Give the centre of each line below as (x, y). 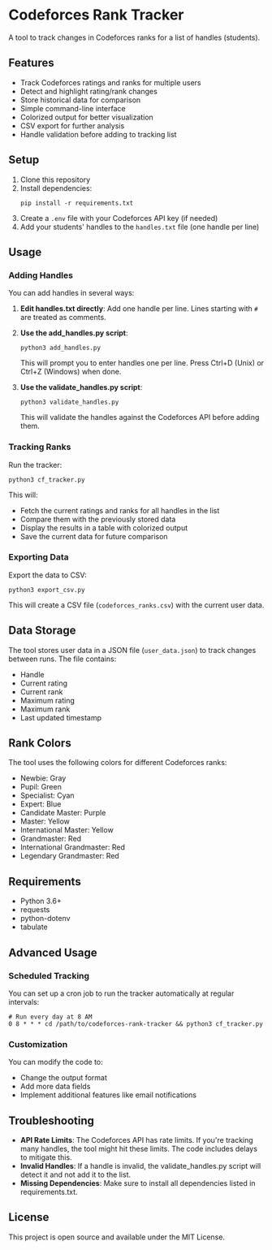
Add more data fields (55, 1087)
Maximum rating (47, 700)
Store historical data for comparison (80, 100)
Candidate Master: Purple (63, 813)
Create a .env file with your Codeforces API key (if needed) (119, 218)
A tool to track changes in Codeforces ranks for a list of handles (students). (134, 37)
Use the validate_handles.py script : (81, 387)
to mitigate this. (46, 1157)
